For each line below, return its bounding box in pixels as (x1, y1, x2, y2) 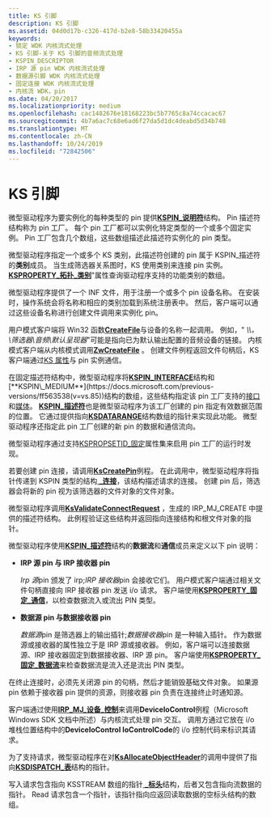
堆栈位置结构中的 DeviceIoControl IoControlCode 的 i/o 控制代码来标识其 (8, 725, 249, 734)
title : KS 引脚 (8, 11, 57, 20)
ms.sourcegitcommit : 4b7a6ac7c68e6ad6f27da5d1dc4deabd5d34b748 (8, 117, 227, 125)
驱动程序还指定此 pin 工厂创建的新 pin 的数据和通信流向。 (8, 421, 201, 431)
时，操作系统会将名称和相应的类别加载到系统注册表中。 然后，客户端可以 (8, 298, 252, 307)
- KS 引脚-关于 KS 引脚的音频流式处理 (8, 49, 124, 57)
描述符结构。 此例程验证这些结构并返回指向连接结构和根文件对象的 (22, 514, 244, 523)
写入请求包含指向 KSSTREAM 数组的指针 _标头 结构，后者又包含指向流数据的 (8, 780, 262, 789)
